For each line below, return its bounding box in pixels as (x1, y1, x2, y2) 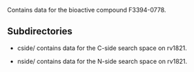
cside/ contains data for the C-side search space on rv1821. (17, 44, 188, 52)
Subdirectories (7, 25, 72, 37)
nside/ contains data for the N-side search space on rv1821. (17, 57, 188, 65)
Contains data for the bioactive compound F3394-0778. (7, 6, 166, 14)
